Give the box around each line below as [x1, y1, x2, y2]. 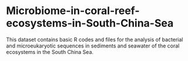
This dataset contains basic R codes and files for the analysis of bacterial [6, 36, 183, 43]
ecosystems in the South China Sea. [6, 48, 94, 55]
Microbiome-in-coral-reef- [6, 4, 140, 18]
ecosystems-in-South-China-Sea [6, 16, 174, 30]
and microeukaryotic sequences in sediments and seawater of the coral [6, 42, 180, 49]
